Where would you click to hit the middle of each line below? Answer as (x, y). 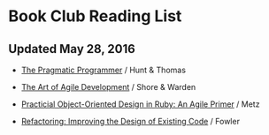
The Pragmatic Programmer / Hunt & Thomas (104, 70)
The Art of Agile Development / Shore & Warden (108, 87)
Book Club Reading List (95, 16)
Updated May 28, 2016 (72, 49)
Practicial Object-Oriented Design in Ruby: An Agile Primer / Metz (140, 104)
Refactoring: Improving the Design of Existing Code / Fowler (131, 121)
